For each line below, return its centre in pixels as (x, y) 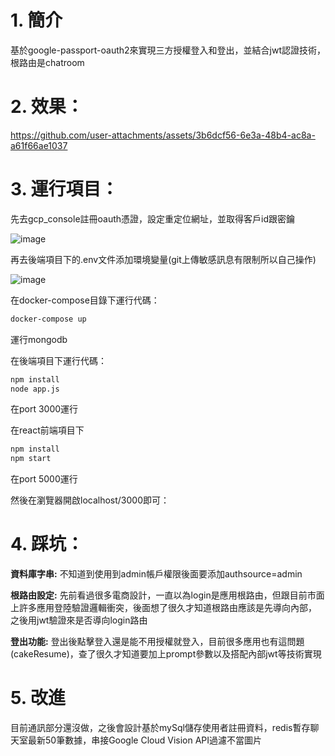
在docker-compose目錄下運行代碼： (85, 300)
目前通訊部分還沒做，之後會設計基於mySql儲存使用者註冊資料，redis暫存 (160, 728)
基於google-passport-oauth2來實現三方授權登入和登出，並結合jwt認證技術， (168, 50)
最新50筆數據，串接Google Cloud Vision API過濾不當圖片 (145, 740)
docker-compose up (48, 319)
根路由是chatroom (47, 62)
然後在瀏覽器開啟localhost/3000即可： (90, 500)
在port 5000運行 (44, 479)
